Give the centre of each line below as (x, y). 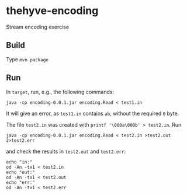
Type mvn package (27, 59)
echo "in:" (19, 162)
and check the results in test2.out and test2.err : (66, 151)
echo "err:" (20, 182)
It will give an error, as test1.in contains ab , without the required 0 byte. (93, 113)
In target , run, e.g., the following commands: (60, 92)
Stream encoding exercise (37, 27)
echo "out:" (20, 172)
